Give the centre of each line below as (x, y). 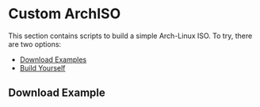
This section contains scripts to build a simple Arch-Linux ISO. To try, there (130, 36)
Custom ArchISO (65, 14)
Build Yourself (42, 67)
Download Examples (53, 59)
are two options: (35, 44)
